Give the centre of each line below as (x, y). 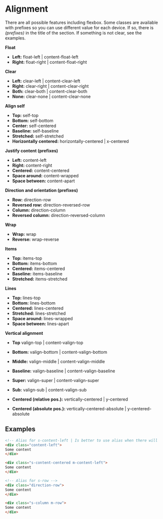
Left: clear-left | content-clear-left (46, 81)
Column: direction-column (39, 210)
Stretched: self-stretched (38, 136)
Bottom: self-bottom (33, 120)
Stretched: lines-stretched (39, 313)
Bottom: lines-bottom (34, 303)
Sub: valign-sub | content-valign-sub (49, 390)
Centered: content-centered (41, 170)
